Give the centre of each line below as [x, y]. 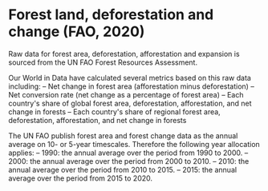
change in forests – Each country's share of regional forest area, [114, 111]
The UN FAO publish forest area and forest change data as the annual [123, 135]
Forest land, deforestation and [111, 15]
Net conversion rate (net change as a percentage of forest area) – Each [126, 94]
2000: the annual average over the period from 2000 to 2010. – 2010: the [129, 161]
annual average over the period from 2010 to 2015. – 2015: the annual [123, 169]
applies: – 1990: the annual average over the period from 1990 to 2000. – [128, 153]
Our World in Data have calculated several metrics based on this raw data [130, 78]
